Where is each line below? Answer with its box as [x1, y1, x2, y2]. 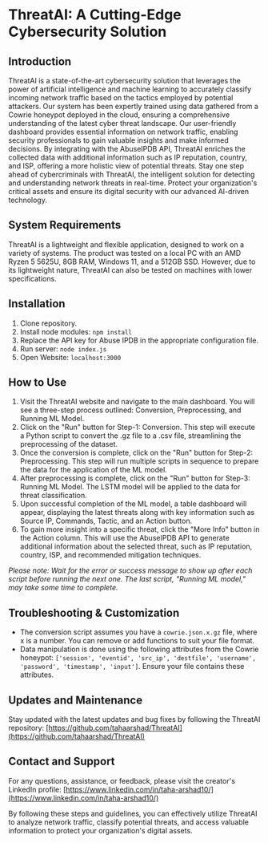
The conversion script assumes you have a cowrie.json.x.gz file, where [19, 627, 258, 637]
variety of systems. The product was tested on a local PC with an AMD [8, 248, 242, 257]
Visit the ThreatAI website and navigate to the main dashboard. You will [19, 397, 255, 407]
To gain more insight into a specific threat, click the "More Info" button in [19, 525, 260, 534]
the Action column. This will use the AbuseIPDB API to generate [19, 533, 230, 543]
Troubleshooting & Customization [8, 606, 180, 619]
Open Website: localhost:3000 [19, 352, 122, 362]
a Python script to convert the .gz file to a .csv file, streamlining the [19, 431, 242, 440]
